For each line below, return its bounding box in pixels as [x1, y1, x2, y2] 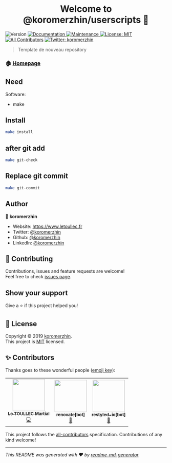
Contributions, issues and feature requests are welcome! [5, 268, 125, 274]
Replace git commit [5, 172, 68, 181]
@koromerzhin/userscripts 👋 [23, 14, 149, 26]
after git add [5, 144, 45, 152]
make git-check [5, 157, 38, 163]
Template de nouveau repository [17, 46, 87, 52]
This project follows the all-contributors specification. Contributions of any [5, 431, 163, 437]
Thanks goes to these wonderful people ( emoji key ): [5, 367, 116, 373]
